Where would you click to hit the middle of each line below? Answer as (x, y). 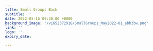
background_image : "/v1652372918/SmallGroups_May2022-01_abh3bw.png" (77, 23)
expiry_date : (18, 37)
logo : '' (14, 32)
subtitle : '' (18, 14)
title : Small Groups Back (31, 9)
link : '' (14, 28)
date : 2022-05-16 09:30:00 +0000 (39, 18)
